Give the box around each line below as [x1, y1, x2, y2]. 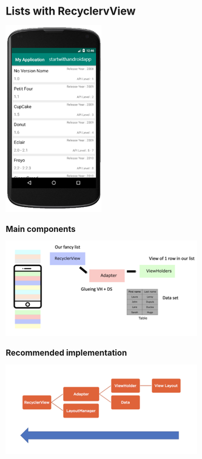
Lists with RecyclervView [5, 4, 136, 18]
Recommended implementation [5, 348, 127, 358]
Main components [5, 223, 76, 234]
